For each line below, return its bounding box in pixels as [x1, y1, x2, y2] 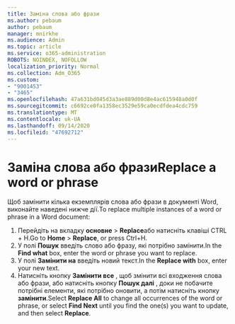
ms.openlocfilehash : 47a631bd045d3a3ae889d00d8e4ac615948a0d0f [7, 96, 198, 103]
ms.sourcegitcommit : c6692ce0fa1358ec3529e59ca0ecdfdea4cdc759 [7, 103, 198, 110]
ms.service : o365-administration [7, 50, 106, 57]
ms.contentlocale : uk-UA [7, 115, 81, 122]
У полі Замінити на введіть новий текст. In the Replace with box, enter [17, 256, 228, 265]
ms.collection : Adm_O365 [7, 69, 81, 76]
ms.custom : [7, 76, 40, 83]
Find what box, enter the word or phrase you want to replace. [17, 249, 197, 258]
